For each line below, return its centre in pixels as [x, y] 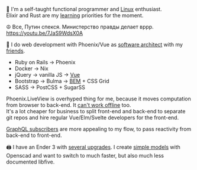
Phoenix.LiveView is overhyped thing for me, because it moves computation [98, 99]
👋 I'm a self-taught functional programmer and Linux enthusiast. [84, 9]
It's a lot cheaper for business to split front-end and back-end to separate [96, 111]
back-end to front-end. [34, 135]
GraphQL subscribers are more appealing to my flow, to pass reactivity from [99, 129]
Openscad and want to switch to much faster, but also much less [85, 156]
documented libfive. [30, 162]
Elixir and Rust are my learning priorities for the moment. [75, 15]
